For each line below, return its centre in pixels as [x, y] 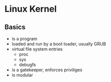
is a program [24, 39]
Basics [15, 27]
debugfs [27, 65]
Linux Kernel [31, 9]
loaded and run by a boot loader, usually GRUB [59, 44]
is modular [22, 75]
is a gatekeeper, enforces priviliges [47, 70]
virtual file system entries [37, 49]
